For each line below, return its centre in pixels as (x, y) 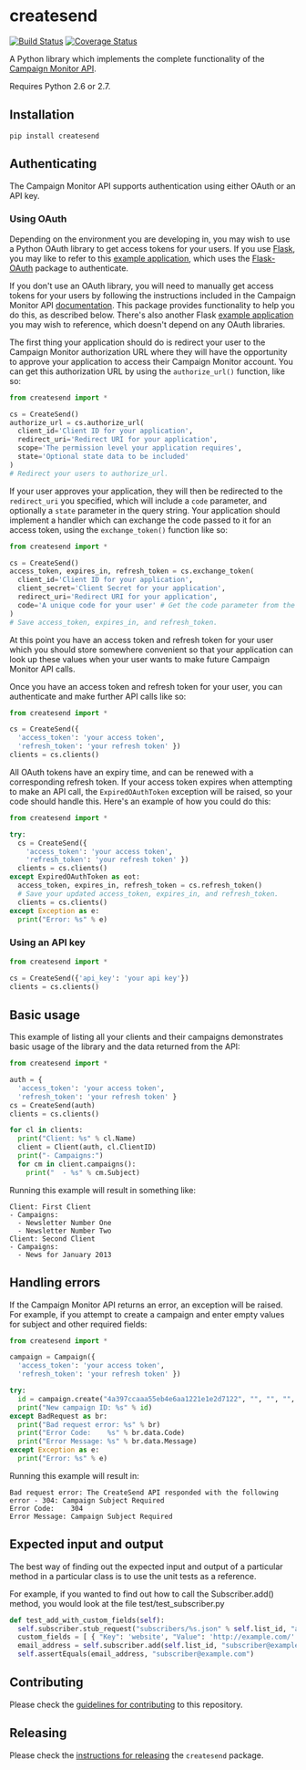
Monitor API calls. (42, 669)
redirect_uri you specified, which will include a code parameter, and (138, 500)
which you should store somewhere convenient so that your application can (152, 650)
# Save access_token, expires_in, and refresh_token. (114, 622)
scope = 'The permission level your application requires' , (130, 448)
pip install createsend (55, 136)
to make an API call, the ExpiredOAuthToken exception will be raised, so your (151, 791)
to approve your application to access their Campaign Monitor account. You (151, 361)
